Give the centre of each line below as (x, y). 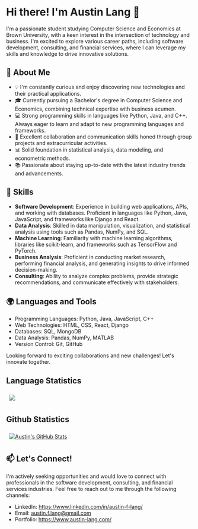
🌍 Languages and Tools (51, 302)
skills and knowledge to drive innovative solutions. (68, 53)
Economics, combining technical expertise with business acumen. (95, 109)
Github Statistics (38, 419)
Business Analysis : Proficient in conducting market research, (90, 257)
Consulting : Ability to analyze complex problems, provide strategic (97, 276)
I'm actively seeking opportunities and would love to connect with (86, 476)
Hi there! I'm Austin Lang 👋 (73, 12)
